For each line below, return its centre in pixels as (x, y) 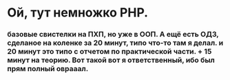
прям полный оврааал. (48, 69)
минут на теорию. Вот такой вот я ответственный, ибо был (111, 60)
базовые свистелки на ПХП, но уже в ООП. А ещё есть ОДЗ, (113, 34)
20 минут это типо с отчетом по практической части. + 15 (109, 52)
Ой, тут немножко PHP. (78, 13)
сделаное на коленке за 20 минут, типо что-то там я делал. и (115, 43)
